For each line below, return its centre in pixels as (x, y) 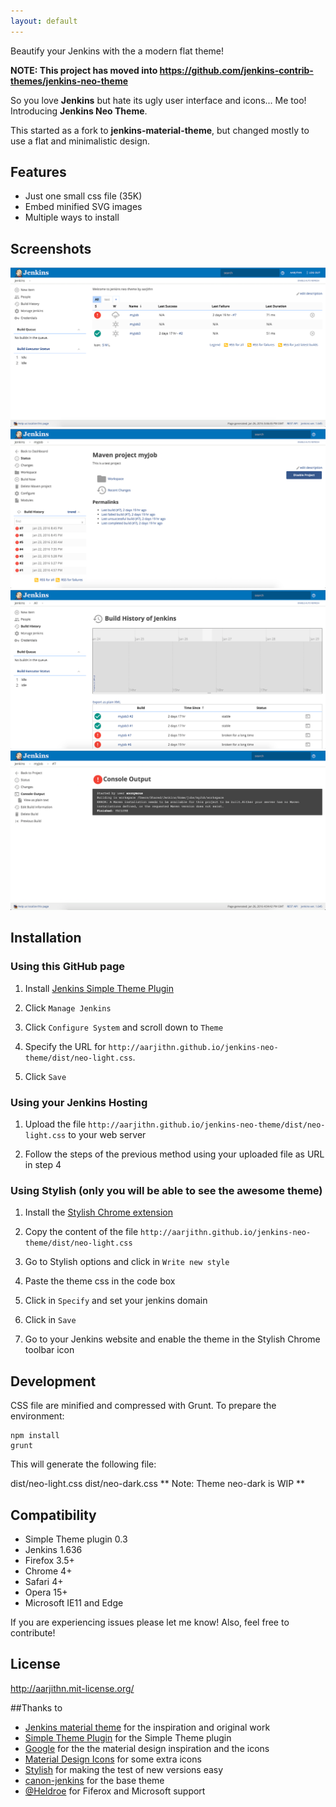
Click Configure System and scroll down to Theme (124, 1027)
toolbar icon (49, 1350)
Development (53, 1381)
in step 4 (43, 1165)
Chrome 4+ (48, 1571)
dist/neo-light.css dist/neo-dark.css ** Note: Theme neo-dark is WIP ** (158, 1484)
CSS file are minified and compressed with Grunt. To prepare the (143, 1406)
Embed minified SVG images (83, 207)
